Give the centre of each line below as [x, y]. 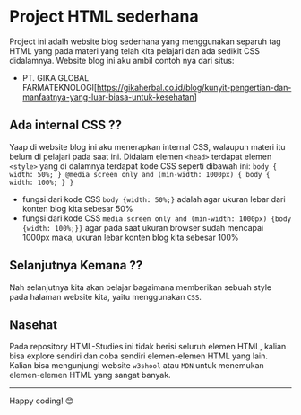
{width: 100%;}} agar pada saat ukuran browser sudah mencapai [143, 227]
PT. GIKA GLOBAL [56, 77]
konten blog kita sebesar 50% [77, 208]
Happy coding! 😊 [42, 401]
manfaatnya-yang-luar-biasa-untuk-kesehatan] [109, 97]
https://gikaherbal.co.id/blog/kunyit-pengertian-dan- [194, 87]
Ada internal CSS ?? [66, 125]
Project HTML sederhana [104, 17]
